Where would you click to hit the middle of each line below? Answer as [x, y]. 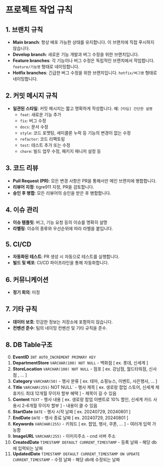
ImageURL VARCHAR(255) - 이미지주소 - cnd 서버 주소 [64, 436]
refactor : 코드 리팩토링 [42, 139]
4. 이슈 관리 [22, 210]
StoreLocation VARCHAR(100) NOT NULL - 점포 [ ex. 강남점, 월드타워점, [80, 369]
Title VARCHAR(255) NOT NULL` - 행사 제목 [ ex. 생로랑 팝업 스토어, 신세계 [83, 387]
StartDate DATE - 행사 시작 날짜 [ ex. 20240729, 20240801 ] [72, 411]
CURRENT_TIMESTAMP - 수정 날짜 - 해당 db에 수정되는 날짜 [66, 459]
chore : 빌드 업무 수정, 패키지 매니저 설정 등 [61, 151]
